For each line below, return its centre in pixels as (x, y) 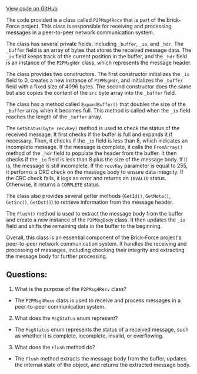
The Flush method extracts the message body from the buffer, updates (101, 358)
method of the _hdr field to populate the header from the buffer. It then (91, 153)
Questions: (27, 275)
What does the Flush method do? (55, 347)
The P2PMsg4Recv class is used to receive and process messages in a (98, 300)
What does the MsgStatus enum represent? (66, 318)
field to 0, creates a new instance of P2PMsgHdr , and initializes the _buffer (95, 80)
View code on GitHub (32, 9)
